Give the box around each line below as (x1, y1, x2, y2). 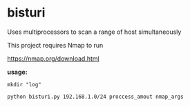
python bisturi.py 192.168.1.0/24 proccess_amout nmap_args (7, 93, 184, 100)
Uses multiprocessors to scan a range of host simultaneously (7, 28, 182, 36)
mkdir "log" (7, 81, 41, 88)
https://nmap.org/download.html (7, 54, 99, 63)
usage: (7, 68, 28, 76)
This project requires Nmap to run (7, 41, 104, 49)
